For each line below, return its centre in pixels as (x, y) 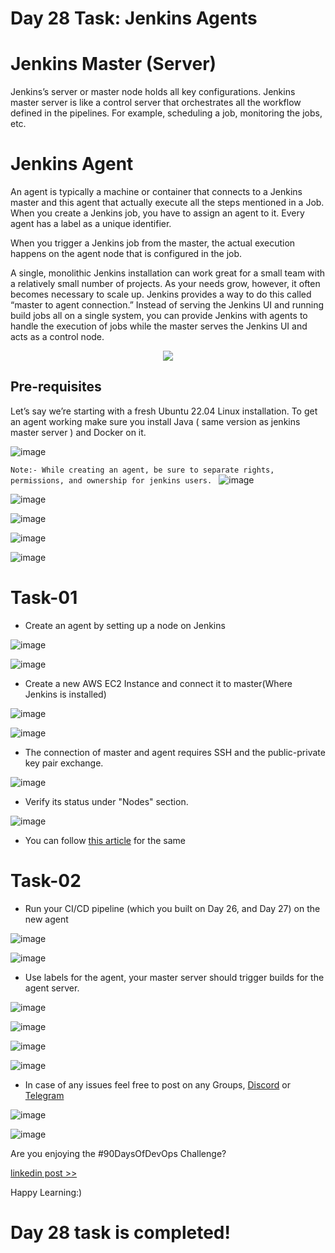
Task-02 (46, 881)
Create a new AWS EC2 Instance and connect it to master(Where (158, 683)
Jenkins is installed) (65, 694)
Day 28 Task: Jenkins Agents (134, 18)
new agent (46, 919)
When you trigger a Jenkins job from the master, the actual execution (153, 243)
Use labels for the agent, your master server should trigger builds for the (174, 977)
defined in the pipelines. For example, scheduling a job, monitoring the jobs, (166, 113)
